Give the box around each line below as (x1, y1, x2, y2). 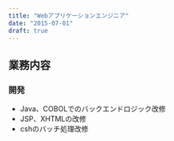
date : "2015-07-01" (8, 19, 74, 27)
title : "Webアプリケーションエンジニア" (8, 11, 130, 20)
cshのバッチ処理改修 (19, 124, 89, 134)
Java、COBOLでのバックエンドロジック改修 (19, 104, 166, 114)
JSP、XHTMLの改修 (19, 114, 87, 124)
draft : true (8, 26, 48, 34)
